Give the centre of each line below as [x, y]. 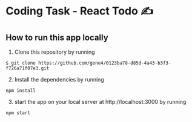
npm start [18, 113]
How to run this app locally [57, 37]
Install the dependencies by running [59, 79]
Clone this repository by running [55, 52]
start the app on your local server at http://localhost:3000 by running [100, 102]
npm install [21, 91]
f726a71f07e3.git [28, 68]
